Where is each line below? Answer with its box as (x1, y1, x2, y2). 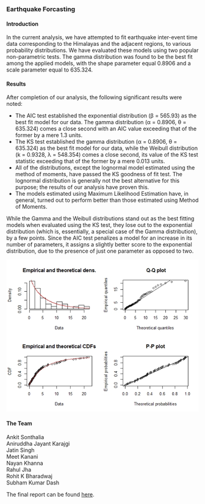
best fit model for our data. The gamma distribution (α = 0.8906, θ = (15, 119, 187, 126)
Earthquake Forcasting (6, 5, 76, 13)
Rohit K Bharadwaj (6, 472, 53, 480)
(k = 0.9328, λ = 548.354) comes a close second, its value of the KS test (15, 151, 198, 158)
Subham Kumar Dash (6, 479, 60, 486)
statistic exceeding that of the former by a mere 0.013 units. (15, 158, 165, 165)
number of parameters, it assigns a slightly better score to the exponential (6, 241, 192, 248)
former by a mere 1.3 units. (15, 132, 83, 139)
